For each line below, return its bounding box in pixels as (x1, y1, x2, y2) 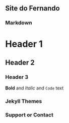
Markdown (5, 19, 32, 26)
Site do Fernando (5, 4, 60, 13)
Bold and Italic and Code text (5, 85, 64, 91)
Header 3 (5, 73, 29, 80)
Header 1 (5, 38, 43, 50)
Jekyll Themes (5, 98, 42, 105)
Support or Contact (5, 111, 54, 118)
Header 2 (5, 58, 35, 67)
